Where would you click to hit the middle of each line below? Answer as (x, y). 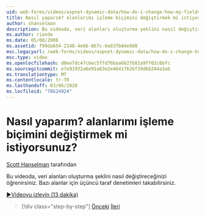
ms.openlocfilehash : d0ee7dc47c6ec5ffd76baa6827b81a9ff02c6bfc (88, 63)
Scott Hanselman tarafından (41, 164)
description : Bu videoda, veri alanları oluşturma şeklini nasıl (91, 29)
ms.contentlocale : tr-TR (38, 80)
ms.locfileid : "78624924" (39, 92)
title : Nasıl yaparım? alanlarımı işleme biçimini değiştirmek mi (92, 18)
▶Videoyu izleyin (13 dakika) (42, 194)
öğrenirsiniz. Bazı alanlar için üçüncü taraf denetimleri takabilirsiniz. (91, 182)
